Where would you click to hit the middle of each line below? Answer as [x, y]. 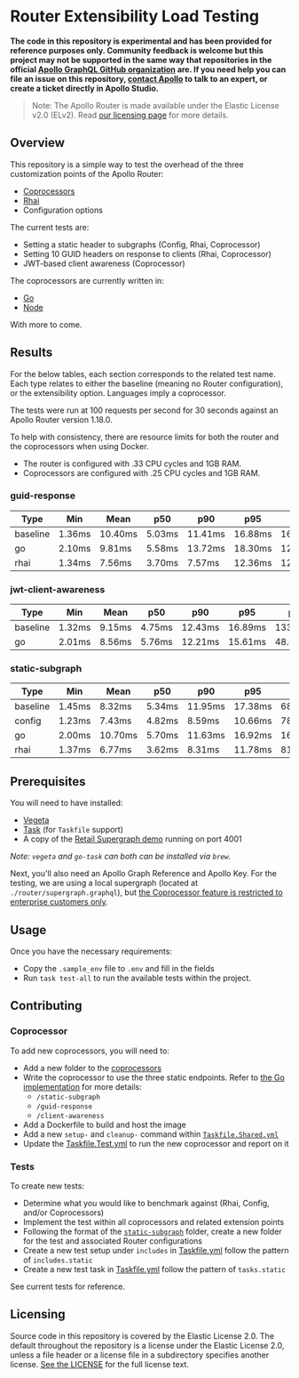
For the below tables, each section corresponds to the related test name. [143, 374]
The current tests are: [50, 227]
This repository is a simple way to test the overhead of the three [127, 164]
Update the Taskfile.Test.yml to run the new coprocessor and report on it [156, 1143]
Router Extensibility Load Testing [135, 16]
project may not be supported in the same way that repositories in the [141, 60]
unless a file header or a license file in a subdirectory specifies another [140, 1355]
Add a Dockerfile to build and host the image [105, 1124]
